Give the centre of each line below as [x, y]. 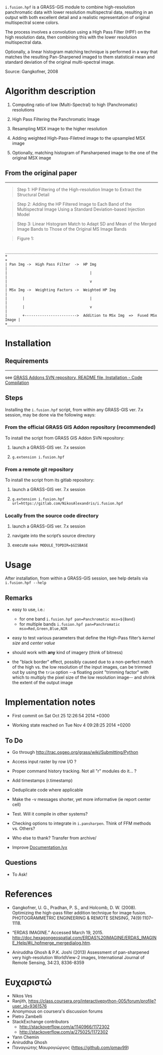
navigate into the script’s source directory [54, 536]
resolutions [23, 109]
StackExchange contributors [41, 1021]
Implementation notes [50, 702]
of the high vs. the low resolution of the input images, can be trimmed [81, 667]
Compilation [17, 382]
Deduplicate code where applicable [48, 790]
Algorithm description [50, 91]
